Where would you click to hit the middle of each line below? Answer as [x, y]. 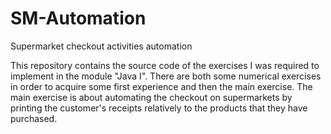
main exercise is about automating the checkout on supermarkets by [151, 97]
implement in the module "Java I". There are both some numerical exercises [166, 76]
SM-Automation [78, 18]
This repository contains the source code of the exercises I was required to [165, 65]
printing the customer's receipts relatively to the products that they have [159, 108]
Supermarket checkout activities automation [101, 46]
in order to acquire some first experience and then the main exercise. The [161, 86]
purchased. [34, 118]
